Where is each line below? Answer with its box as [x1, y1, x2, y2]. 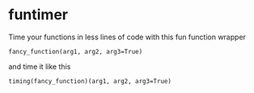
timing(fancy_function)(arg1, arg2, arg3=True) [8, 77, 172, 85]
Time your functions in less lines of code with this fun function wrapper [8, 32, 247, 42]
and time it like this [8, 62, 71, 71]
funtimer [8, 6, 69, 24]
